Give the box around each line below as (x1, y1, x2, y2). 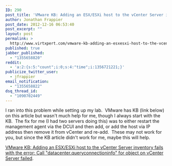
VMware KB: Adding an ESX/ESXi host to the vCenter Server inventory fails (5, 144, 164, 151)
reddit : (5, 60, 22, 65)
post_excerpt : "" (5, 27, 42, 32)
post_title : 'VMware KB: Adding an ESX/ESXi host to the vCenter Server (5, 12, 164, 17)
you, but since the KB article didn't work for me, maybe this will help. (5, 134, 150, 141)
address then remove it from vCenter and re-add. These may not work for (5, 129, 162, 135)
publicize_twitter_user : (5, 70, 58, 75)
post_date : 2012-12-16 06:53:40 (5, 22, 74, 27)
